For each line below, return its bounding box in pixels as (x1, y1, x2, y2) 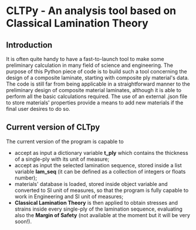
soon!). (14, 218, 32, 225)
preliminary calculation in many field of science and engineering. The (6, 62, 173, 69)
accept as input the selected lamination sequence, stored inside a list (14, 161, 182, 168)
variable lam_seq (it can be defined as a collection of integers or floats (14, 168, 186, 175)
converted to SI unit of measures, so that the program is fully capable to (14, 187, 189, 194)
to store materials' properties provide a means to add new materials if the (6, 99, 184, 106)
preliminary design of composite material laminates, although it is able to (6, 87, 182, 93)
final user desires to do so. (6, 106, 70, 112)
